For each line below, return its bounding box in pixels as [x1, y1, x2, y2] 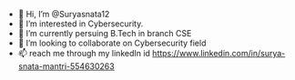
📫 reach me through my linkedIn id [17, 48, 150, 58]
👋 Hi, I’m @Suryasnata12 [17, 9, 110, 19]
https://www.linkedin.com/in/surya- [151, 48, 286, 58]
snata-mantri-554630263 [17, 61, 116, 72]
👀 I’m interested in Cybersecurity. [17, 18, 144, 29]
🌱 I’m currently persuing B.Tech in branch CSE [17, 28, 192, 38]
